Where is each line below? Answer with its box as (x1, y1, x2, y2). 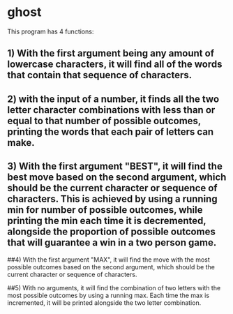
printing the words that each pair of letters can (7, 126, 214, 137)
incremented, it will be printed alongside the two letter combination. (7, 298, 202, 307)
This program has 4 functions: (7, 27, 94, 36)
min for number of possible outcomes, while (7, 204, 204, 216)
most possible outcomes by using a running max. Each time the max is (7, 291, 210, 299)
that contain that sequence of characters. (7, 69, 193, 81)
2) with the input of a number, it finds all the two (7, 93, 220, 105)
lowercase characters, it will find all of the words (7, 59, 223, 70)
